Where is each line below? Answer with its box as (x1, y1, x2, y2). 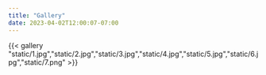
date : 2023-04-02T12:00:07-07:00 (8, 19, 119, 27)
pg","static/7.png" (8, 57, 66, 67)
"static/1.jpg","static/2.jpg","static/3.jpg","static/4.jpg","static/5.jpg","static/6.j (8, 49, 259, 58)
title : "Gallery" (8, 11, 66, 20)
